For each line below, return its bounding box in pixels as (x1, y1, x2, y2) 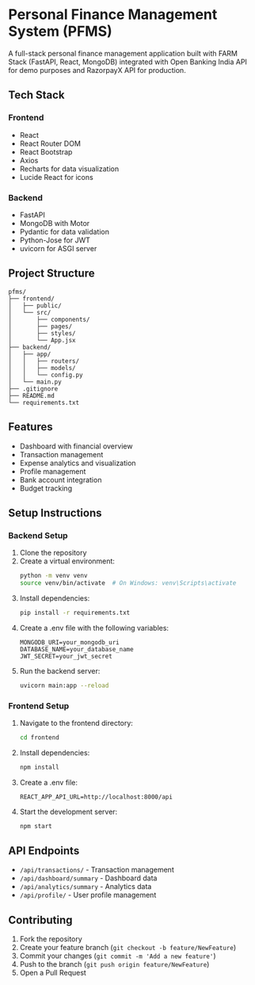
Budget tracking (19, 483, 73, 493)
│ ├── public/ (8, 301, 62, 310)
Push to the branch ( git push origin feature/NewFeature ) (19, 960, 210, 969)
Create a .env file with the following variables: (19, 623, 169, 632)
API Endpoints (8, 844, 80, 857)
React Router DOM (19, 139, 82, 148)
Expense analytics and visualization (19, 458, 136, 468)
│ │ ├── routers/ (8, 357, 80, 365)
